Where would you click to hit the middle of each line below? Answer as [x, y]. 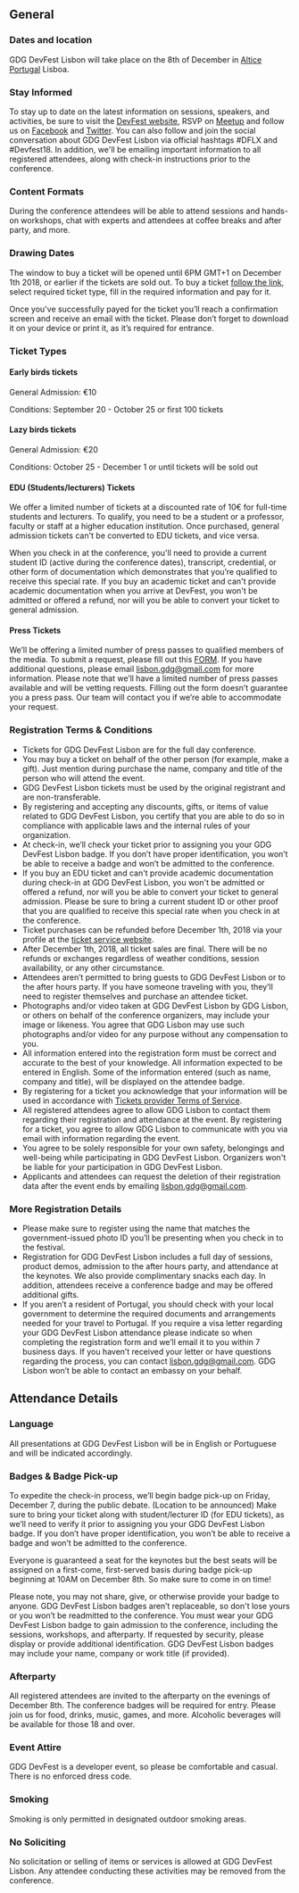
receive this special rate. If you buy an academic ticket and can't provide [143, 581]
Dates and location [51, 40]
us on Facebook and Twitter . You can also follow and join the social [133, 130]
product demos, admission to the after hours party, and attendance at [150, 1266]
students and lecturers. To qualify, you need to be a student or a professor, [147, 517]
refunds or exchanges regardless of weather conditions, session [141, 958]
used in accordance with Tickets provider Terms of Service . [132, 1100]
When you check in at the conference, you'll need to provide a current [138, 553]
